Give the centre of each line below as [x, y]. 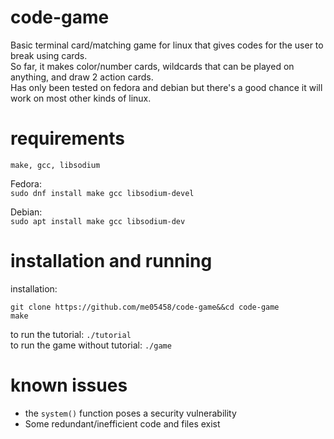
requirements [67, 138]
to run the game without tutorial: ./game [91, 345]
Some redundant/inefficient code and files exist [122, 423]
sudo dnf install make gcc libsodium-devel [102, 193]
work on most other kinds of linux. [81, 98]
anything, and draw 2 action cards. [82, 77]
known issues [69, 385]
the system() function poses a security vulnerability [130, 413]
